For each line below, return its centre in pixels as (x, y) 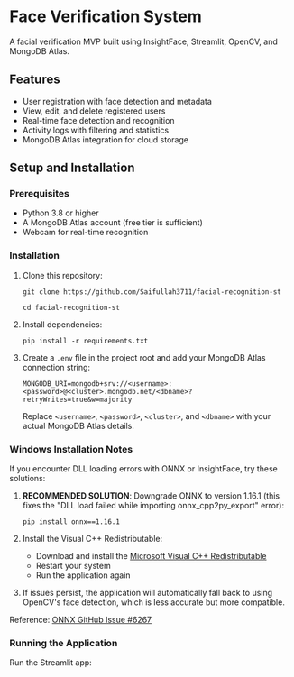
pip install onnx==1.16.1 (71, 522)
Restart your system (73, 566)
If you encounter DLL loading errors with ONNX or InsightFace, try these (143, 469)
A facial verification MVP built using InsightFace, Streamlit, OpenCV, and (143, 41)
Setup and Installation (72, 168)
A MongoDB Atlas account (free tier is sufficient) (112, 223)
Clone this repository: (62, 275)
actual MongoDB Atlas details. (78, 425)
